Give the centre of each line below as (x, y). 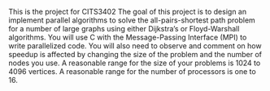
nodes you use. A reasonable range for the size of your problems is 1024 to (135, 63)
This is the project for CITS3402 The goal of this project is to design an (127, 12)
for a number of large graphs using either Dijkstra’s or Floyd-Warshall (124, 29)
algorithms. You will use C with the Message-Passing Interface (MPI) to (128, 37)
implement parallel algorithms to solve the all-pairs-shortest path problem (132, 20)
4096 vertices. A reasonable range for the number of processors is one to (132, 71)
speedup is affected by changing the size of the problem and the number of (135, 54)
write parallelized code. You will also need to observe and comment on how (135, 46)
